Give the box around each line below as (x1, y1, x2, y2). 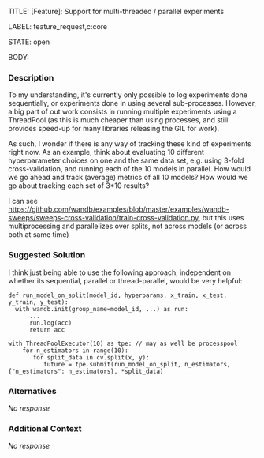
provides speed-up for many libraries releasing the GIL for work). (8, 124, 219, 133)
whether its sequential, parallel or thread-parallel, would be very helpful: (8, 276, 243, 285)
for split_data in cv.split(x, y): (32, 353, 150, 362)
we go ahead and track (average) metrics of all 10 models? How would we (8, 173, 248, 182)
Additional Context (8, 422, 82, 434)
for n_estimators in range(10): (22, 347, 128, 355)
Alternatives (8, 385, 57, 396)
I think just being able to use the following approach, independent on (8, 268, 231, 277)
